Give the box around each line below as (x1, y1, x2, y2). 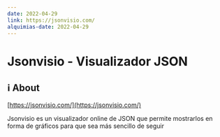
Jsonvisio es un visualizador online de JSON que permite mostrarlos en (7, 115, 213, 123)
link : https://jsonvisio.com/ (7, 17, 96, 24)
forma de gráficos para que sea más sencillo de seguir (7, 122, 165, 130)
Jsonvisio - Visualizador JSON (7, 53, 189, 69)
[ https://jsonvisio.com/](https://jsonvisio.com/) (7, 101, 142, 109)
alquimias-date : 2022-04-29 (7, 23, 89, 30)
